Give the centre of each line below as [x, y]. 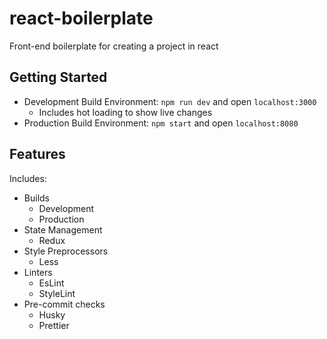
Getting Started [58, 77]
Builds [36, 198]
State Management [63, 229]
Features [37, 154]
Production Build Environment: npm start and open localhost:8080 [161, 123]
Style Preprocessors [66, 251]
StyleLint [57, 293]
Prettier [54, 325]
